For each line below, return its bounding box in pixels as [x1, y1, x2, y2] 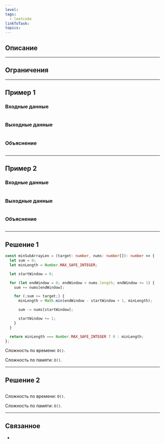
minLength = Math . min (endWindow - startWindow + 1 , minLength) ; [18, 298, 153, 303]
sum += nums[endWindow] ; [14, 285, 65, 290]
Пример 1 [5, 89, 36, 97]
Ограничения [5, 66, 49, 74]
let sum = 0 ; [9, 258, 36, 263]
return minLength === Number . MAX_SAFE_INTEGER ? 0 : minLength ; [9, 334, 144, 339]
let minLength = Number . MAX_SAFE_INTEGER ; [9, 263, 98, 267]
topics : [5, 26, 21, 30]
